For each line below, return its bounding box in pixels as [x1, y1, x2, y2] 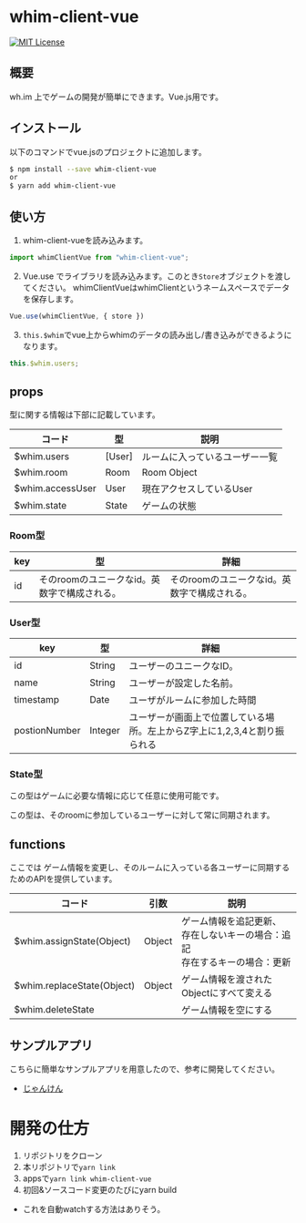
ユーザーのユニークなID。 [128, 660, 239, 673]
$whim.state [14, 499, 67, 512]
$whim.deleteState [14, 1003, 95, 1016]
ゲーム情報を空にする [180, 1004, 273, 1017]
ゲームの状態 [141, 499, 197, 512]
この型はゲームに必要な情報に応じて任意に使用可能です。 [9, 790, 225, 801]
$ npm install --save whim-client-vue [9, 164, 157, 174]
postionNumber [14, 725, 81, 737]
